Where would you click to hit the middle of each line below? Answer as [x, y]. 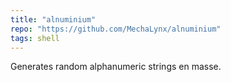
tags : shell [35, 38]
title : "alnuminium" [53, 19]
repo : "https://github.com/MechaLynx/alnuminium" [116, 29]
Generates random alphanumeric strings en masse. [116, 67]
